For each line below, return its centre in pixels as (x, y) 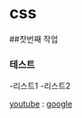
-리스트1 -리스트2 (40, 86)
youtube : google (41, 104)
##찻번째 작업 (34, 39)
